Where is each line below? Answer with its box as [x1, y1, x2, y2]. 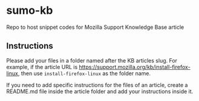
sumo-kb [6, 4, 53, 17]
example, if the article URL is [6, 63, 78, 70]
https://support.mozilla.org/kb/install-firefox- [79, 63, 191, 70]
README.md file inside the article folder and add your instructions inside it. [6, 88, 194, 95]
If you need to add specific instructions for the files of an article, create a [6, 81, 188, 88]
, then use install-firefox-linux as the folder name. [18, 70, 151, 77]
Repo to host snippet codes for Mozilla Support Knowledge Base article [6, 23, 184, 31]
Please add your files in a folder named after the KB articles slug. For [6, 57, 177, 64]
